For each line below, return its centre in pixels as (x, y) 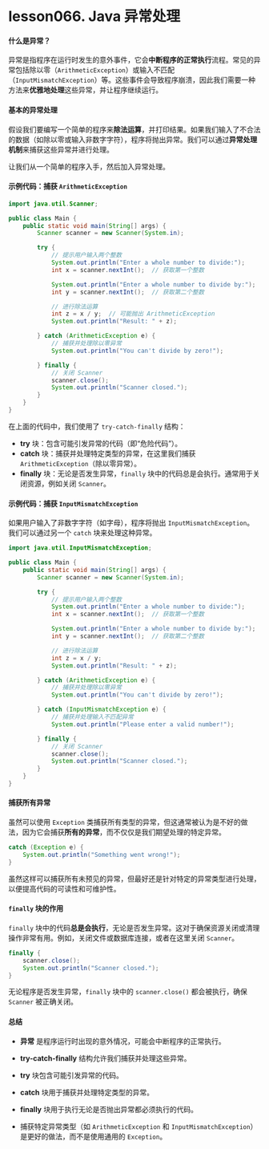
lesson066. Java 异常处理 (94, 16)
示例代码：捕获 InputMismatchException (73, 503)
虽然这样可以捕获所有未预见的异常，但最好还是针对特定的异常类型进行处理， (134, 879)
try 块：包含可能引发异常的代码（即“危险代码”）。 (101, 443)
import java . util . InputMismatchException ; (80, 548)
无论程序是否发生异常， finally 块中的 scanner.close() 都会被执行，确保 (128, 992)
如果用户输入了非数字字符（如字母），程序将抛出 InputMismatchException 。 (131, 523)
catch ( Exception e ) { (46, 847)
